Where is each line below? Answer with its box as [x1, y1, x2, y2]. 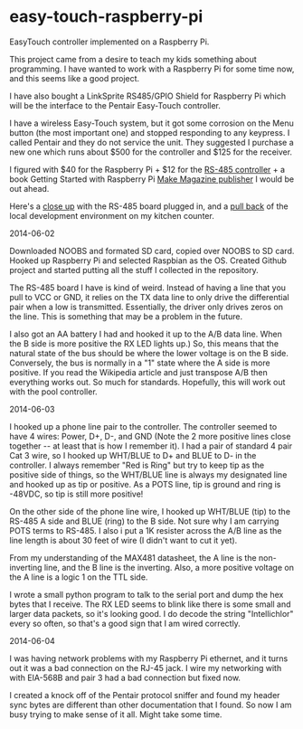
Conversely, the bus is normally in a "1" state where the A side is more [9, 357, 270, 368]
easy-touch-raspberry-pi [9, 6, 204, 27]
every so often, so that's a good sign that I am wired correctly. [9, 618, 241, 629]
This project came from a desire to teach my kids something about [9, 53, 258, 64]
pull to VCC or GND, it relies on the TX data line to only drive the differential [9, 291, 289, 302]
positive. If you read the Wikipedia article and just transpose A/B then [9, 366, 269, 377]
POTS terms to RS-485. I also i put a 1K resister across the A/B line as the [9, 525, 282, 535]
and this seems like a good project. [9, 72, 140, 83]
